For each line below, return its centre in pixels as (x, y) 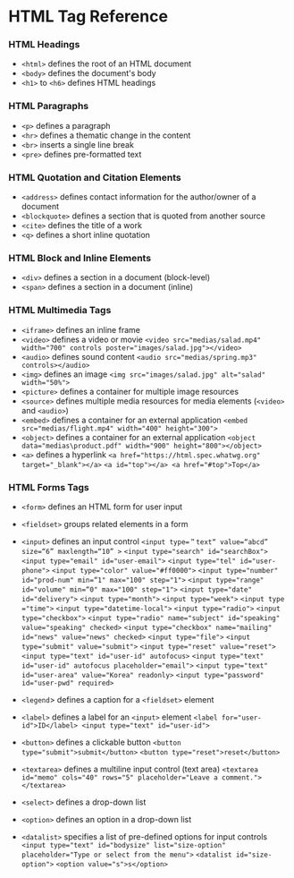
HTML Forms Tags (49, 487)
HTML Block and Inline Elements (80, 258)
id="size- (254, 855)
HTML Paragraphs (49, 107)
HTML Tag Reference (88, 17)
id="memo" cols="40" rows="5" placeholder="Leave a (119, 777)
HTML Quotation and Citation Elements (95, 177)
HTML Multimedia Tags (60, 311)
